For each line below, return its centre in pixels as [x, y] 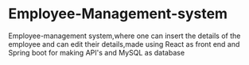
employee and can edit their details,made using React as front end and [124, 44]
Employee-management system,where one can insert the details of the [124, 36]
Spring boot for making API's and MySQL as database [97, 52]
